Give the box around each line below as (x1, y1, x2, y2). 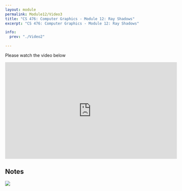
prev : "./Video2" (9, 34, 45, 39)
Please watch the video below (5, 52, 66, 58)
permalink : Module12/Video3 (5, 12, 63, 17)
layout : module (5, 7, 36, 12)
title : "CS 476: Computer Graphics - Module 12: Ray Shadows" (5, 16, 135, 21)
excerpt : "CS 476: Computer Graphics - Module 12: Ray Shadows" (5, 21, 139, 26)
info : (5, 30, 16, 35)
